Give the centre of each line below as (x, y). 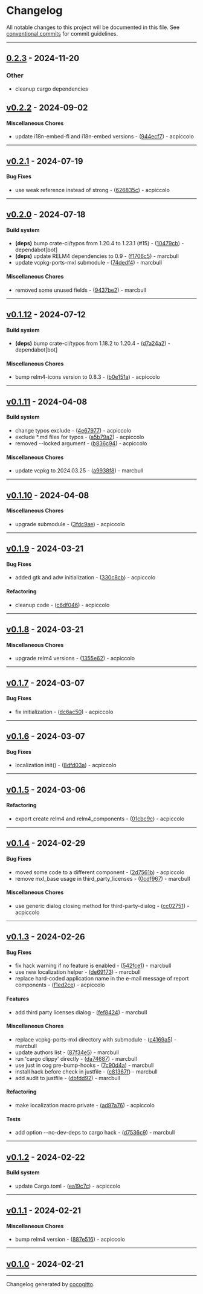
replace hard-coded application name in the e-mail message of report (102, 979)
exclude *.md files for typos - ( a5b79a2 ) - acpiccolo (79, 437)
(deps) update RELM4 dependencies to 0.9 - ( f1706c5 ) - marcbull (97, 256)
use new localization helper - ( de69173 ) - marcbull (78, 972)
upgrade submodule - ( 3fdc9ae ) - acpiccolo (70, 524)
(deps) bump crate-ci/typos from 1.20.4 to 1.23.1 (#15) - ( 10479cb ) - (99, 243)
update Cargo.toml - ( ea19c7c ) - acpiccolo (68, 1186)
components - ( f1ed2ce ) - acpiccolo (60, 985)
